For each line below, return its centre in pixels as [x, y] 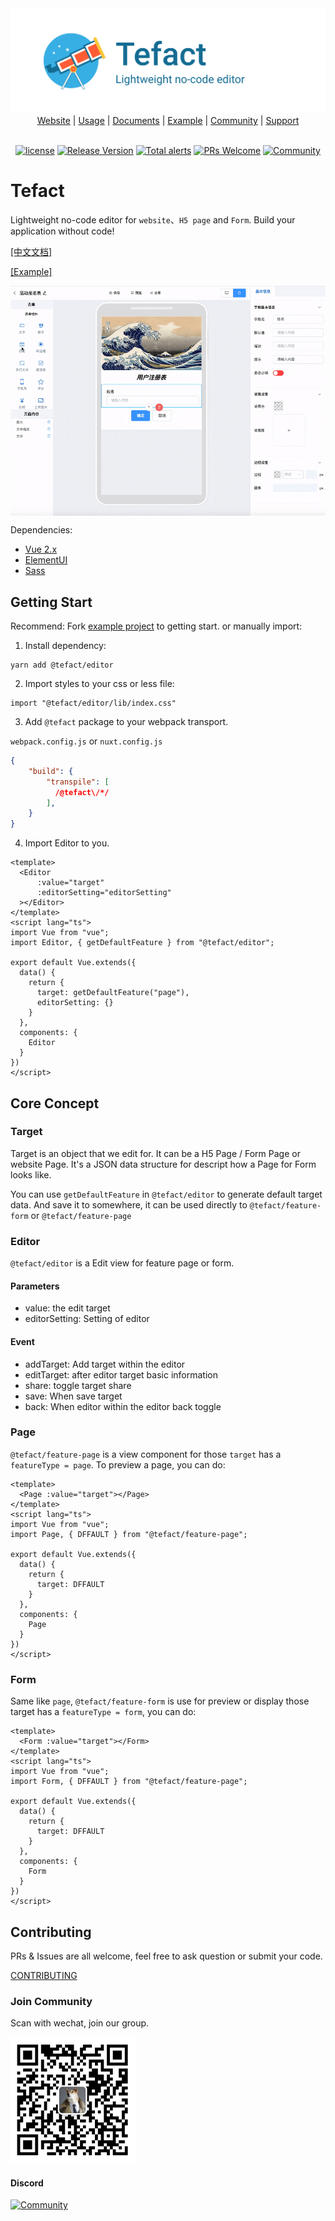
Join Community [51, 2001]
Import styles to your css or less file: [99, 683]
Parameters [35, 1286]
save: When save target [73, 1396]
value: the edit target [67, 1308]
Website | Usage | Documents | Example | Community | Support [168, 120]
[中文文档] [31, 251]
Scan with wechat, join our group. [80, 2023]
